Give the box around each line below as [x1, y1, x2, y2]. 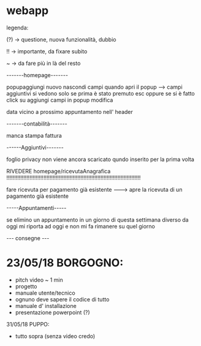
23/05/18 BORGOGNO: [6, 256, 124, 270]
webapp [6, 4, 49, 18]
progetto [15, 282, 37, 290]
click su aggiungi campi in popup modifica [6, 96, 113, 103]
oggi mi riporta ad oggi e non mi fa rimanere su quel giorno [6, 222, 155, 230]
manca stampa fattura [6, 132, 63, 139]
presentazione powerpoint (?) [15, 309, 90, 316]
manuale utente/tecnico [15, 289, 75, 296]
